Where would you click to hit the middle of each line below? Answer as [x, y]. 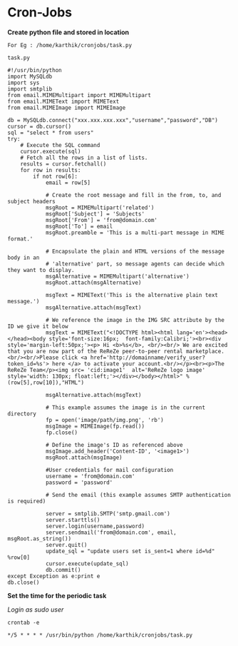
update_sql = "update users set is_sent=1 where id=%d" [130, 551]
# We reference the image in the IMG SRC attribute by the [135, 320]
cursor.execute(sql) [51, 151]
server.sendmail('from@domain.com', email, [111, 533]
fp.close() [62, 433]
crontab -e [24, 622]
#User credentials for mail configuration [109, 470]
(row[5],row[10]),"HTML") [46, 383]
